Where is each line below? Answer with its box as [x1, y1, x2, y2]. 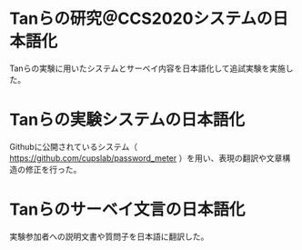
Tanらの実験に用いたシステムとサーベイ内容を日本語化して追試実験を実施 [9, 63, 287, 74]
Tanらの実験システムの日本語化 [9, 110, 246, 130]
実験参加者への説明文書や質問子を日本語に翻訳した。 [9, 231, 209, 242]
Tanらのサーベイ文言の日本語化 [9, 199, 246, 220]
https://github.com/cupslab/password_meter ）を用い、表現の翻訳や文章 [9, 152, 283, 164]
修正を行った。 [25, 164, 82, 175]
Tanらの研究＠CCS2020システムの [9, 8, 273, 29]
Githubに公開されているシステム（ [9, 141, 138, 152]
